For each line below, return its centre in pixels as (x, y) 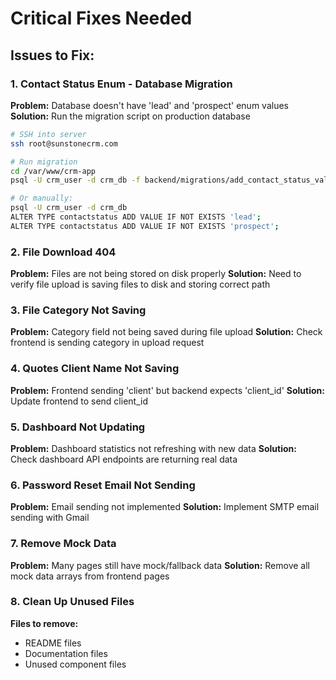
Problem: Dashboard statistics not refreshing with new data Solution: (153, 448)
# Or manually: (42, 198)
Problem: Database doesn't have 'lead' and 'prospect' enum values (149, 105)
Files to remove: (44, 623)
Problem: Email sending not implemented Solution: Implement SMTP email (165, 507)
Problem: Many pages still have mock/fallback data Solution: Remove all (160, 565)
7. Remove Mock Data (63, 544)
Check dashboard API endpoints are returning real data (124, 459)
